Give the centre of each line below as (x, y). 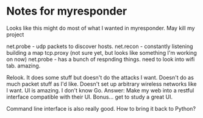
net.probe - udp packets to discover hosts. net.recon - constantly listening (100, 46)
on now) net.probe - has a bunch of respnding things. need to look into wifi (101, 59)
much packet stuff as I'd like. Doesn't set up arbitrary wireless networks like (101, 84)
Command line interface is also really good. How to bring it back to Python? (101, 108)
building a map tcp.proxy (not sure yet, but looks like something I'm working (101, 52)
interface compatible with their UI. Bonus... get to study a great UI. (89, 97)
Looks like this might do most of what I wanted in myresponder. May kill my (101, 28)
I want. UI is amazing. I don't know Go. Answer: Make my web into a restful (100, 90)
